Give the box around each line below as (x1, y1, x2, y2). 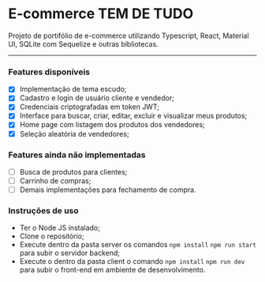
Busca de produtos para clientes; (19, 167, 128, 176)
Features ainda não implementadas (8, 149, 146, 160)
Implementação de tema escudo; (19, 85, 127, 94)
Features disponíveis (8, 66, 91, 77)
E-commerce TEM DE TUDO (8, 5, 194, 23)
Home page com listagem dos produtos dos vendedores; (19, 120, 205, 130)
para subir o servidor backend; (19, 248, 121, 258)
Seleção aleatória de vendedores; (19, 129, 129, 138)
